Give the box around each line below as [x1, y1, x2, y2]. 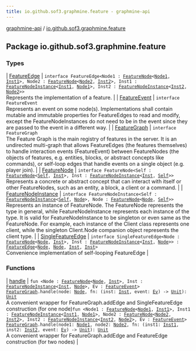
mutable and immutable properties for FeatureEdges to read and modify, [6, 112, 180, 119]
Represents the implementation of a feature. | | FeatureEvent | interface [6, 94, 180, 101]
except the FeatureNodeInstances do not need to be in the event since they [6, 118, 188, 125]
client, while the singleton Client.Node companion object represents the [6, 227, 179, 234]
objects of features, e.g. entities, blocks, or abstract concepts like [6, 154, 164, 161]
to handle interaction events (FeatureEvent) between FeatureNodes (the [6, 148, 180, 155]
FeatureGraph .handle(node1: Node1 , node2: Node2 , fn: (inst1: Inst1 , [6, 322, 180, 328]
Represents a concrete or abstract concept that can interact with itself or [6, 178, 181, 185]
